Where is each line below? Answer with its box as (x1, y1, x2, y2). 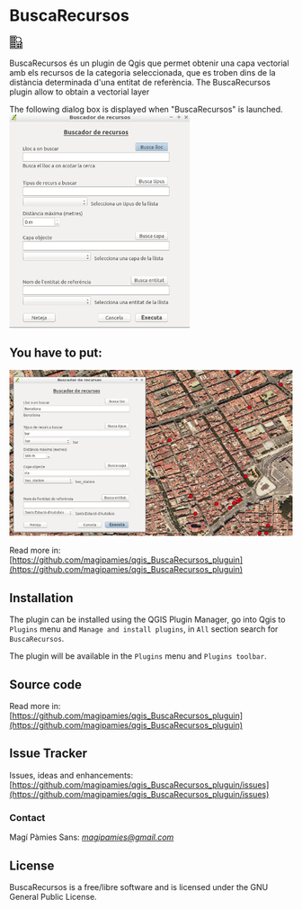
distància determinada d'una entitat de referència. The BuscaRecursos (9, 76, 271, 87)
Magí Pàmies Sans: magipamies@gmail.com (9, 832, 174, 842)
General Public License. (9, 891, 97, 902)
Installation (9, 590, 74, 606)
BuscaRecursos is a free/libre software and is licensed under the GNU (9, 881, 269, 892)
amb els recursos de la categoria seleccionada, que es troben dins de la (9, 67, 276, 77)
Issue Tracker (9, 746, 88, 761)
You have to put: (9, 346, 102, 361)
